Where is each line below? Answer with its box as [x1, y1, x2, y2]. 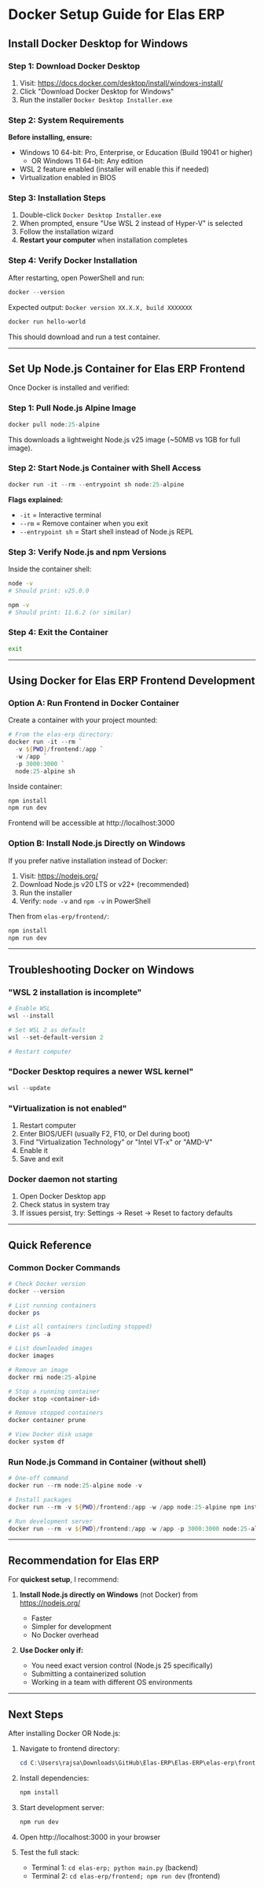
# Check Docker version [8, 1280, 86, 1288]
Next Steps [8, 1708, 64, 1721]
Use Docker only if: [19, 1646, 84, 1655]
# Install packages [8, 1495, 72, 1504]
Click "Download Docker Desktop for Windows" [19, 87, 174, 96]
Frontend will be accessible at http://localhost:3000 [8, 818, 175, 828]
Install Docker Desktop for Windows [8, 37, 189, 50]
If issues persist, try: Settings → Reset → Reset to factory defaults [19, 1208, 233, 1217]
